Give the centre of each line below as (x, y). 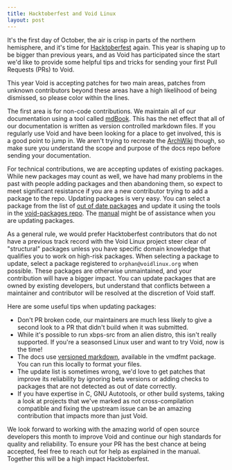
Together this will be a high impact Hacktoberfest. (79, 458)
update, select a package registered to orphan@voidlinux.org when (103, 263)
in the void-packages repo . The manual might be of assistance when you (111, 213)
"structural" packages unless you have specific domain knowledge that (109, 249)
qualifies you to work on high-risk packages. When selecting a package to (113, 256)
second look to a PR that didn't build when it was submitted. (103, 327)
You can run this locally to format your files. (79, 364)
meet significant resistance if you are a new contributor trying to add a (108, 191)
